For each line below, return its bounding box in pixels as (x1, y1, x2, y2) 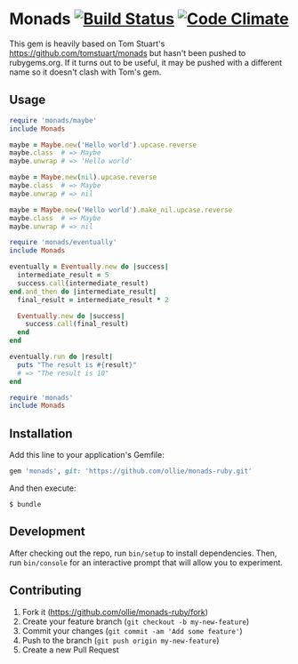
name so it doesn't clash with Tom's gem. (9, 67, 162, 77)
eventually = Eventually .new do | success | (9, 262, 169, 271)
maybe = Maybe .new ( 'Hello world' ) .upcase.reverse (9, 140, 197, 149)
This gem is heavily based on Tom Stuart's (9, 38, 165, 49)
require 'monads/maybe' (9, 116, 98, 124)
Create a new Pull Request (21, 644, 120, 655)
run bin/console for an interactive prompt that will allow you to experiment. (9, 556, 283, 568)
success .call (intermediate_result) (17, 278, 149, 288)
